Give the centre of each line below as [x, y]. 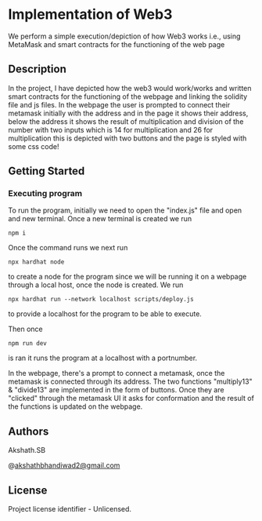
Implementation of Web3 [90, 15]
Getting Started [47, 171]
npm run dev [27, 344]
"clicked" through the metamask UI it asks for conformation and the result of [131, 399]
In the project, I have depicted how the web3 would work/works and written [130, 88]
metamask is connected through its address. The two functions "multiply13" [130, 381]
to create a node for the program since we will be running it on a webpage [127, 277]
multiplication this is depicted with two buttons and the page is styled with [127, 138]
